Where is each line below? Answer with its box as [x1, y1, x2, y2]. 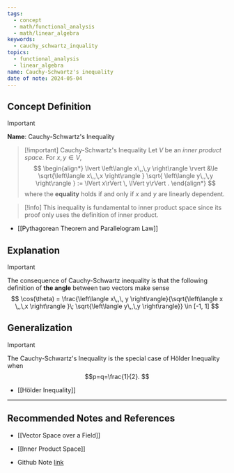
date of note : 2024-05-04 [7, 74, 82, 82]
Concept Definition [7, 100, 92, 112]
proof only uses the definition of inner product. [24, 211, 159, 219]
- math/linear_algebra [13, 29, 79, 37]
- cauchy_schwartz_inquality [13, 42, 98, 49]
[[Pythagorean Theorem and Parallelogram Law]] [17, 224, 159, 233]
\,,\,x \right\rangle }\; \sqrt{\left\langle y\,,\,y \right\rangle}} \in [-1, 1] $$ [15, 302, 219, 310]
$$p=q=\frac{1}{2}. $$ [84, 372, 150, 380]
